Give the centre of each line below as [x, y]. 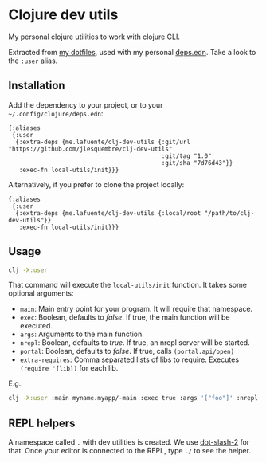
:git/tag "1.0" [187, 156]
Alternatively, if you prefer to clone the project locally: [96, 184]
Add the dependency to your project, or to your [86, 104]
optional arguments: [41, 293]
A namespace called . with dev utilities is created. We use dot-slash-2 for [129, 442]
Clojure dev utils [63, 15]
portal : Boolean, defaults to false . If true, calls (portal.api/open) [127, 351]
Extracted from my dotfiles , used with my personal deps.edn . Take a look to [132, 52]
